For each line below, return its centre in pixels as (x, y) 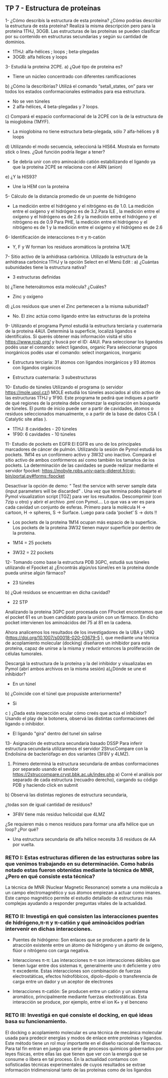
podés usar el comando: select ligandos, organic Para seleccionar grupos (81, 347)
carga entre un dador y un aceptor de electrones (63, 982)
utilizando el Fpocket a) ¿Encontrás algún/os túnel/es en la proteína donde (82, 567)
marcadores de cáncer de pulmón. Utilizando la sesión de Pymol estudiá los (83, 449)
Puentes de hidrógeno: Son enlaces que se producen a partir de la (81, 940)
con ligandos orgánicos (37, 367)
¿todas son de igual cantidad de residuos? (49, 804)
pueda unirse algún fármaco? (36, 572)
